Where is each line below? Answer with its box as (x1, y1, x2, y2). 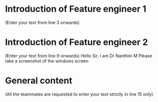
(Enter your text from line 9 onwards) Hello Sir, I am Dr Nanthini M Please (5, 53, 153, 59)
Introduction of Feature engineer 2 (5, 37, 148, 48)
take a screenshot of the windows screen (5, 58, 89, 64)
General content (5, 75, 73, 86)
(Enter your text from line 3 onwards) (5, 20, 80, 25)
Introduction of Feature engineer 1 (5, 3, 146, 15)
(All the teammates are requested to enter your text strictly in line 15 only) (5, 91, 154, 97)
